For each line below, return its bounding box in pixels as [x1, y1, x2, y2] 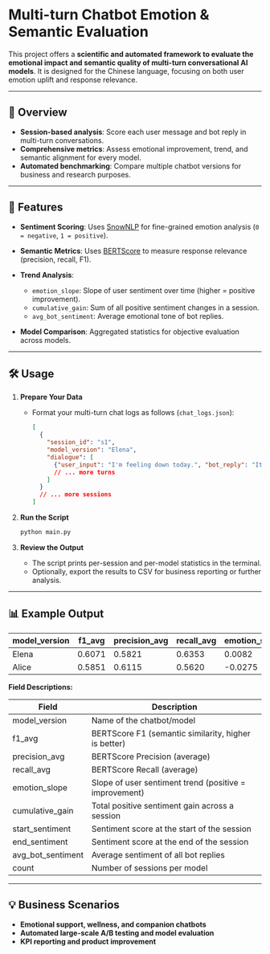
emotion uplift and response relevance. [8, 75, 138, 84]
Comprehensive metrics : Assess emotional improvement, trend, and [19, 144, 248, 153]
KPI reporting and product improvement [19, 936, 157, 946]
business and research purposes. [19, 169, 131, 179]
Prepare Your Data [19, 392, 83, 402]
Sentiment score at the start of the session [91, 823, 252, 834]
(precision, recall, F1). [19, 255, 92, 264]
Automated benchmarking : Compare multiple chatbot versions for [19, 161, 242, 170]
